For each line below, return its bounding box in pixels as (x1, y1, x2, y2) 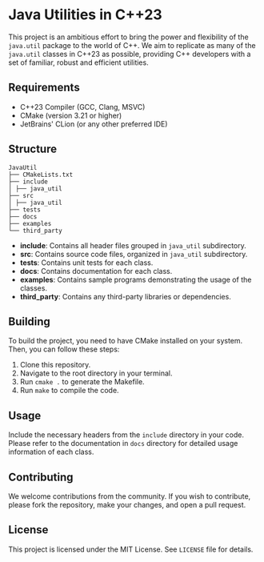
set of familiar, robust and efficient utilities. (8, 58, 150, 67)
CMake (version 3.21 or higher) (19, 110, 122, 120)
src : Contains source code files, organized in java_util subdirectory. (19, 249, 248, 259)
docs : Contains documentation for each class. (19, 266, 173, 275)
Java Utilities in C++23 (8, 6, 162, 24)
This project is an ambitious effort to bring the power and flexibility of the (8, 32, 250, 42)
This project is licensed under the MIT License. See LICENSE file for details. (8, 544, 254, 554)
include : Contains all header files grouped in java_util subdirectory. (19, 240, 246, 250)
